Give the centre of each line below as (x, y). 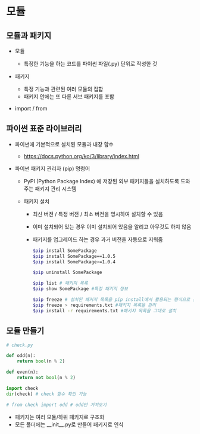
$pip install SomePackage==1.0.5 (74, 256)
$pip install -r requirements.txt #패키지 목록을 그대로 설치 (104, 310)
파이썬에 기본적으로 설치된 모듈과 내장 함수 (64, 144)
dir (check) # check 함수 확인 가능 (46, 394)
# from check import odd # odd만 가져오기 (57, 405)
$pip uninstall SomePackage (67, 273)
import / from (31, 108)
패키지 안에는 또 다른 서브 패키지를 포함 (69, 96)
